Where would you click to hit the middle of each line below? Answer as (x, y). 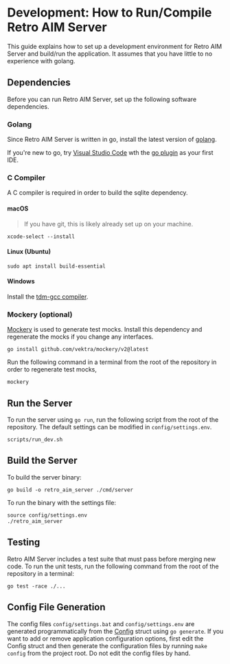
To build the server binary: (44, 477)
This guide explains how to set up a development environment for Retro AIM (115, 46)
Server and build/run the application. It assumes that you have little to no (110, 54)
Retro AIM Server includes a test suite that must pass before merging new (112, 559)
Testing (24, 543)
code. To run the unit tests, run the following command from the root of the (113, 566)
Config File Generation (56, 607)
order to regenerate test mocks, (52, 370)
